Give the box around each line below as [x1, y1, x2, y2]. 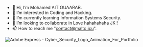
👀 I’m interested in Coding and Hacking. [12, 10, 93, 16]
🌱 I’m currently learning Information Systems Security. [12, 15, 121, 20]
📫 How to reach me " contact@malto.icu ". [12, 26, 97, 31]
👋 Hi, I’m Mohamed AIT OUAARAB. [12, 5, 82, 10]
